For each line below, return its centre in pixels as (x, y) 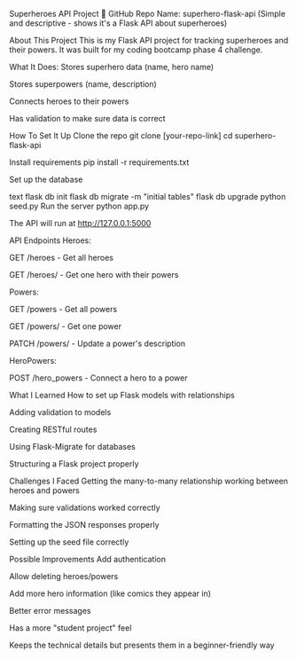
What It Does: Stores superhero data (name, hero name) (112, 67)
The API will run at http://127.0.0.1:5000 (80, 223)
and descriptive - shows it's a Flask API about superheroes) (118, 23)
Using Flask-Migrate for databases (72, 447)
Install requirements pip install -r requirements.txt (99, 162)
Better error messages (50, 611)
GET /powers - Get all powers (63, 309)
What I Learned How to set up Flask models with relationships (122, 395)
